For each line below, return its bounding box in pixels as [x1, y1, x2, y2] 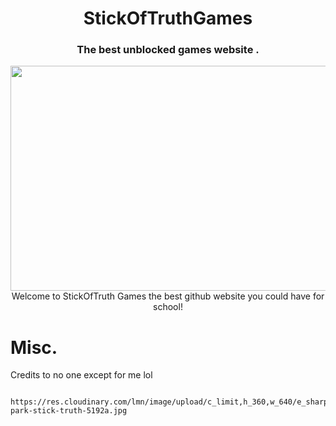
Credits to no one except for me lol [10, 369, 153, 381]
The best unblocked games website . [76, 43, 260, 57]
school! [153, 301, 183, 313]
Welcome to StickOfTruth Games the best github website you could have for [11, 290, 325, 302]
